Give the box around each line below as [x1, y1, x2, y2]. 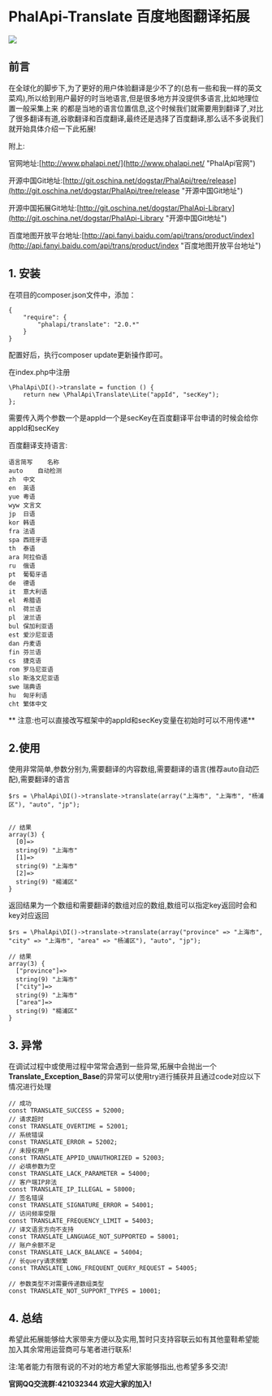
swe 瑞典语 [8, 682, 42, 691]
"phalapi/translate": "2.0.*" [37, 320, 140, 328]
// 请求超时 [8, 1115, 45, 1124]
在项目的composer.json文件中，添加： [8, 289, 136, 299]
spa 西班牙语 [8, 536, 48, 544]
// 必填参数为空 [8, 1163, 56, 1171]
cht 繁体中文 [8, 700, 48, 708]
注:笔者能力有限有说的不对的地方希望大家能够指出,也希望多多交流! [8, 1362, 229, 1371]
